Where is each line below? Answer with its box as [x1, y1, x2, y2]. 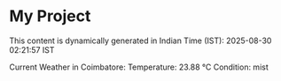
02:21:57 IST [9, 44, 55, 55]
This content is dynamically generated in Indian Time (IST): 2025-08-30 [9, 35, 272, 46]
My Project [9, 6, 91, 26]
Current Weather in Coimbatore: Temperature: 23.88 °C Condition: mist [9, 62, 269, 72]
